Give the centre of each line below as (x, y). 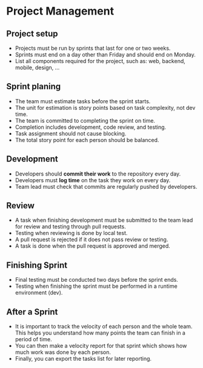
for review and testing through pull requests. (70, 227)
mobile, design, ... (37, 67)
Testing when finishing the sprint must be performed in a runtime (96, 286)
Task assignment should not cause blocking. (71, 133)
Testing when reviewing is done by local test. (71, 233)
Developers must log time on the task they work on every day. (93, 180)
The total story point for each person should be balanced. (87, 140)
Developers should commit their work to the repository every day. (98, 174)
